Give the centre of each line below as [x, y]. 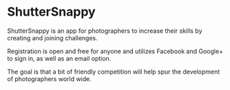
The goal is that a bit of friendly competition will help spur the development [114, 72]
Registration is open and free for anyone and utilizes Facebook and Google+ [115, 51]
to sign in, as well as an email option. [59, 58]
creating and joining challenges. [52, 37]
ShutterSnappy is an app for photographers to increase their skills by [105, 31]
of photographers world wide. [49, 78]
